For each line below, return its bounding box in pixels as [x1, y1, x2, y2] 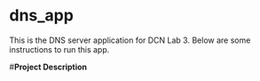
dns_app [9, 5, 74, 26]
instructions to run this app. [9, 44, 110, 54]
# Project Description [9, 61, 87, 72]
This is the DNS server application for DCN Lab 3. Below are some [9, 35, 251, 45]
